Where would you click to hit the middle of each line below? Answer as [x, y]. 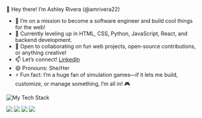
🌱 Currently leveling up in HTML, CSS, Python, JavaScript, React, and [101, 34]
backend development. [43, 40]
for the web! [30, 27]
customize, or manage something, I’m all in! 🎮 [73, 84]
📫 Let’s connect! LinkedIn [47, 59]
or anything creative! [41, 53]
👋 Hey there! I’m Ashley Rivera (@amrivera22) [63, 9]
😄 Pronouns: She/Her [42, 68]
